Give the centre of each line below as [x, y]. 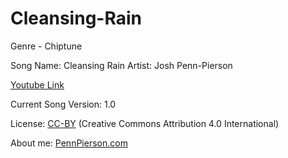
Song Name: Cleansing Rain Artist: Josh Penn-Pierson [121, 65]
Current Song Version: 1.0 [63, 104]
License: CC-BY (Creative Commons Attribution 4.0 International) [145, 123]
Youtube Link [37, 84]
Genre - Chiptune [46, 46]
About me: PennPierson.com [69, 143]
